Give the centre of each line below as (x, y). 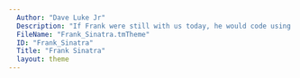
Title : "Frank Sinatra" (61, 51)
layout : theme (43, 59)
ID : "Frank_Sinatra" (55, 43)
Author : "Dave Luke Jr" (61, 17)
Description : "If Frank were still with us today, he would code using (154, 26)
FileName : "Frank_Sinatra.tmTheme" (83, 34)
